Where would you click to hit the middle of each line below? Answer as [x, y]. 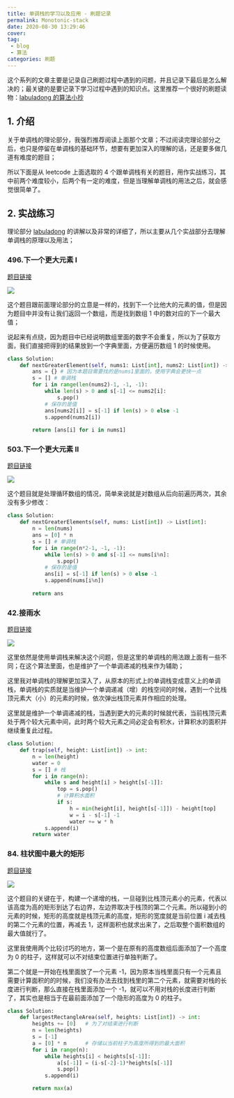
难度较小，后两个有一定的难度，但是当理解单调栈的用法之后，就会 [126, 180]
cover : [17, 33]
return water [51, 835]
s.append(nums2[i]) [72, 417]
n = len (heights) [57, 1030]
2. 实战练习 [31, 213]
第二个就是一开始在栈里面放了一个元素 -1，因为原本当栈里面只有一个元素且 [115, 972]
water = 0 [46, 763]
